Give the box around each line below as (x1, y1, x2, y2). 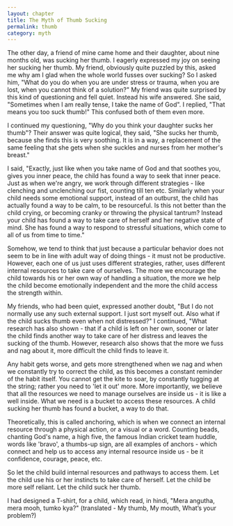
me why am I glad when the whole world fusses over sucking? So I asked (7, 71, 217, 79)
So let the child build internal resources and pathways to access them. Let (7, 468, 219, 477)
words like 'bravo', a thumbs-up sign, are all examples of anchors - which (7, 440, 218, 449)
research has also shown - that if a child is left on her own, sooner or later (7, 324, 219, 333)
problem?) (7, 511, 37, 520)
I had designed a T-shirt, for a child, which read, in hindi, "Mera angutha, (7, 497, 216, 505)
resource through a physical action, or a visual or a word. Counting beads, (7, 425, 220, 433)
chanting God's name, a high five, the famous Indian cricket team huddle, (7, 433, 218, 441)
